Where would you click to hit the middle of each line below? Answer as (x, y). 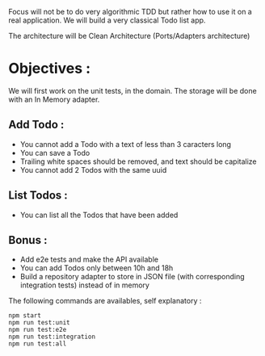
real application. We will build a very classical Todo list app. (107, 20)
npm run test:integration (52, 337)
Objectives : (50, 69)
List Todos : (38, 196)
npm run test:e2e (38, 330)
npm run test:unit (39, 323)
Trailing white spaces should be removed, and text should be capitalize (138, 161)
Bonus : (28, 240)
